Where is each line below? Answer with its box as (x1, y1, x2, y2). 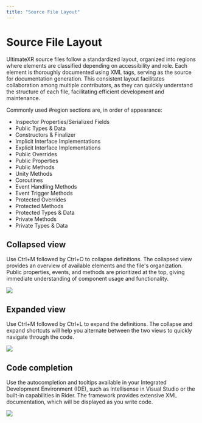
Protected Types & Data (15, 209, 75, 216)
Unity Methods (15, 170, 53, 177)
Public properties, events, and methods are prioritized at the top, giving (6, 269, 185, 276)
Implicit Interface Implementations (15, 137, 101, 145)
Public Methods (15, 163, 55, 171)
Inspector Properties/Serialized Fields (15, 118, 110, 125)
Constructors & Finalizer (15, 131, 76, 138)
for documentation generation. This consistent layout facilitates (6, 74, 165, 82)
